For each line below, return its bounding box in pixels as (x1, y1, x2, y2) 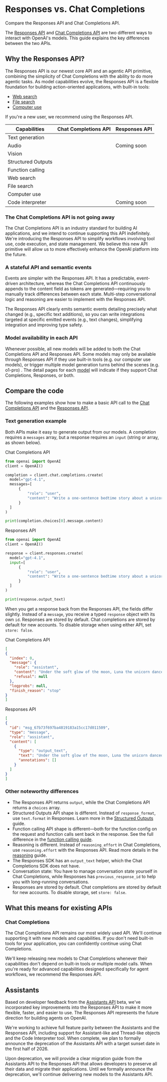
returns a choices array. (12, 804, 61, 810)
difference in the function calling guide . (12, 836, 93, 842)
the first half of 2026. (5, 1046, 49, 1052)
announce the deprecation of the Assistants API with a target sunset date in (5, 1041, 160, 1047)
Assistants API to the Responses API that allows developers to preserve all (5, 1061, 158, 1067)
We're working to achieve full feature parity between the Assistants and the (5, 1025, 160, 1031)
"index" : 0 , (9, 655, 35, 661)
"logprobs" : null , (9, 683, 48, 688)
